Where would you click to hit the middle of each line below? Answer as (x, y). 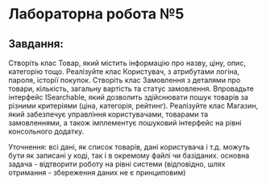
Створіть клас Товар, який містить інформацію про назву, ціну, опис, (127, 63)
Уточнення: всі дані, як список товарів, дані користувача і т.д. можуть (129, 147)
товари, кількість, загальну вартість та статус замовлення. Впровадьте (131, 88)
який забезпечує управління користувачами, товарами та (108, 114)
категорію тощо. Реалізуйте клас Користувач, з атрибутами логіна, (124, 72)
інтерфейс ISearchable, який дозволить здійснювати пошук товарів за (128, 97)
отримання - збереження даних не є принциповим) (97, 173)
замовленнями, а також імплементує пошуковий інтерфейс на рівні (125, 123)
